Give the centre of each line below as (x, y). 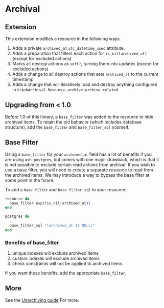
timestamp (23, 79)
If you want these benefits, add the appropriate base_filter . (66, 273)
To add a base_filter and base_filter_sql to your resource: (66, 189)
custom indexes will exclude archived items (56, 258)
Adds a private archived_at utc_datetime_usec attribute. (68, 48)
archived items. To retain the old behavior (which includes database (73, 122)
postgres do (17, 216)
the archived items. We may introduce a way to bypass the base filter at (77, 175)
